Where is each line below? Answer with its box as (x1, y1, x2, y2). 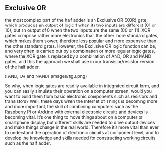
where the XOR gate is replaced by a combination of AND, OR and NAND (5, 53, 152, 59)
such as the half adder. (5, 140, 51, 146)
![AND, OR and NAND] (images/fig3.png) (5, 73, 87, 79)
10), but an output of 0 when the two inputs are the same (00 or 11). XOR (5, 27, 151, 33)
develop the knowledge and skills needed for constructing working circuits (5, 135, 156, 141)
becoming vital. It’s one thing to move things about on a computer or (5, 114, 143, 120)
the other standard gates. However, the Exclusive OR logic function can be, (5, 43, 157, 49)
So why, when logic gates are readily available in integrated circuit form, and (5, 83, 159, 89)
